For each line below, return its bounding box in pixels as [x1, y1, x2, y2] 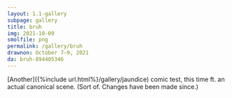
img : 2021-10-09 [7, 29, 55, 37]
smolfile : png [7, 36, 49, 43]
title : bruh [7, 23, 42, 30]
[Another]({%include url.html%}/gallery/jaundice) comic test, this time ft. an [7, 75, 225, 83]
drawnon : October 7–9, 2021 [7, 50, 89, 57]
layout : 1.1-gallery [7, 10, 68, 17]
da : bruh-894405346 [7, 56, 64, 63]
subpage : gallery [7, 17, 58, 24]
